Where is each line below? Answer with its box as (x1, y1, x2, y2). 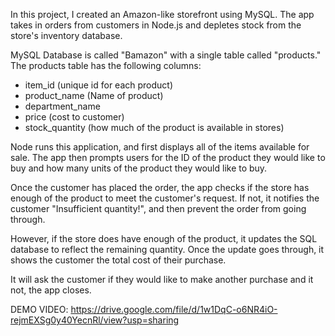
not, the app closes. (10, 284, 92, 296)
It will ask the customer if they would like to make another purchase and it (10, 274, 314, 285)
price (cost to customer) (24, 111, 125, 123)
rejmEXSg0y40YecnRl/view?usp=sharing (10, 314, 180, 326)
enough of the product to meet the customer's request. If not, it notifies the (10, 192, 320, 204)
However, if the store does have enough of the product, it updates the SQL (10, 233, 318, 244)
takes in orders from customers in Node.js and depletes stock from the (10, 19, 302, 31)
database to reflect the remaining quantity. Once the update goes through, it (10, 244, 325, 255)
